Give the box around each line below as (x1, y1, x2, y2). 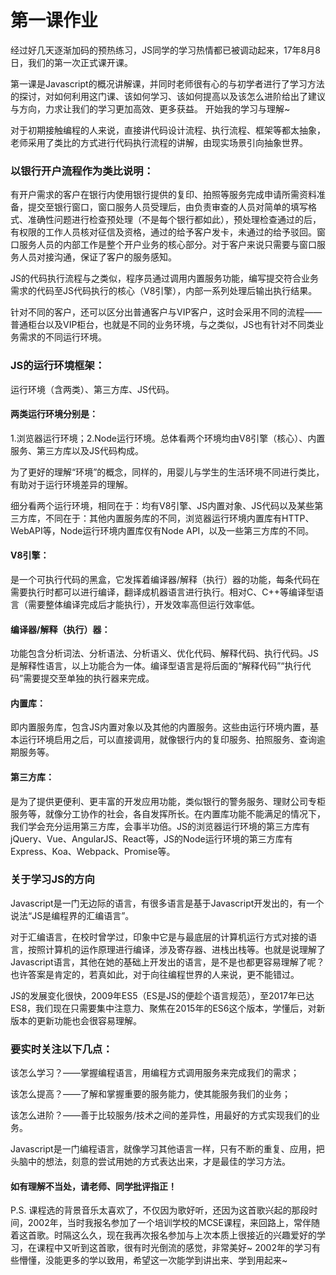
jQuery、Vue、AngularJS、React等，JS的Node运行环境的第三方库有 (10, 832, 293, 845)
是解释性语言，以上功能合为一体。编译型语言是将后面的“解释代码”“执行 (10, 660, 303, 672)
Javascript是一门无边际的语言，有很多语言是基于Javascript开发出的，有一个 (10, 897, 325, 909)
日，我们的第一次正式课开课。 (10, 56, 133, 68)
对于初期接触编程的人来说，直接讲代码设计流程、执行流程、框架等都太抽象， (10, 124, 326, 136)
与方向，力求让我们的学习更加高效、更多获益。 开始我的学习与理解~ (10, 102, 291, 115)
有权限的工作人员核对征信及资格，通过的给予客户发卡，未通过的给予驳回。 (10, 226, 317, 238)
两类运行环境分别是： (10, 408, 98, 420)
